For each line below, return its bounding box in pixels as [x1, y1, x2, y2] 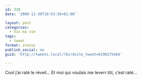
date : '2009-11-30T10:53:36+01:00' [5, 12, 77, 16]
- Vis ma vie [9, 30, 36, 34]
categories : [5, 25, 29, 30]
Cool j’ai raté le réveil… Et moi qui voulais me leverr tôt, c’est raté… [5, 69, 137, 75]
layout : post [5, 20, 32, 25]
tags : [5, 34, 16, 39]
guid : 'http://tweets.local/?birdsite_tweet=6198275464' [5, 52, 123, 57]
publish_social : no [5, 47, 45, 52]
